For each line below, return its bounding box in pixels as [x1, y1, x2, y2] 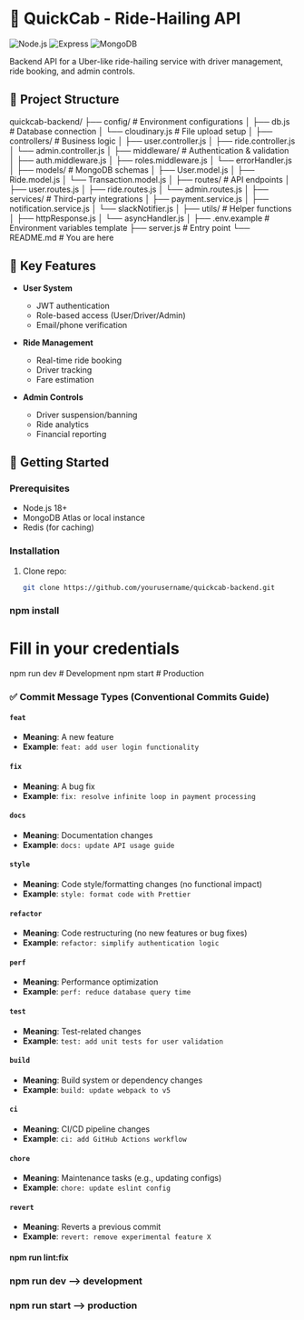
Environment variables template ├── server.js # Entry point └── [9, 222, 250, 233]
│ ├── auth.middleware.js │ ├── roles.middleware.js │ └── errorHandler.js [9, 155, 292, 165]
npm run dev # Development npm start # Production [9, 668, 204, 679]
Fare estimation [35, 374, 94, 385]
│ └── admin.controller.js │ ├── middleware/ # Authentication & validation [9, 145, 289, 155]
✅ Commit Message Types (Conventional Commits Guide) [9, 691, 270, 704]
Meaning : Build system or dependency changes [22, 1075, 203, 1085]
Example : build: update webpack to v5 [22, 1084, 171, 1095]
